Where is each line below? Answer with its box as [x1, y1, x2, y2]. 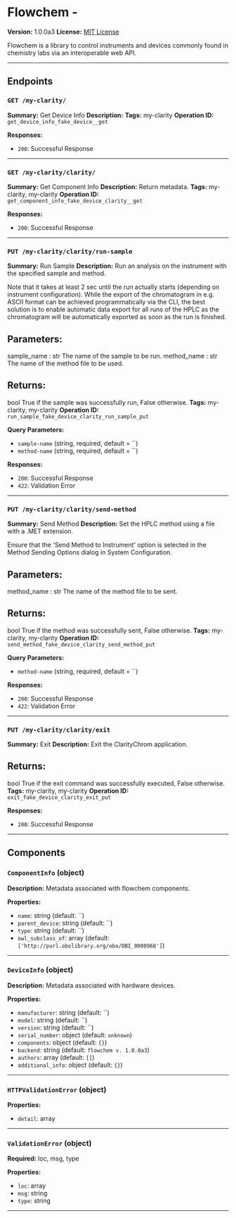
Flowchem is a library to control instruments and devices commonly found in [7, 41, 228, 49]
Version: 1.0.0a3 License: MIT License [7, 27, 119, 36]
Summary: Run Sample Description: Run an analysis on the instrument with [7, 261, 227, 271]
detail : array [17, 1115, 55, 1123]
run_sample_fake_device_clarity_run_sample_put [7, 413, 150, 420]
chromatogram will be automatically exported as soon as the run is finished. [7, 313, 227, 321]
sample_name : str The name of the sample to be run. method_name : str [7, 352, 218, 361]
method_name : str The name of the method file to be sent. [7, 587, 178, 595]
